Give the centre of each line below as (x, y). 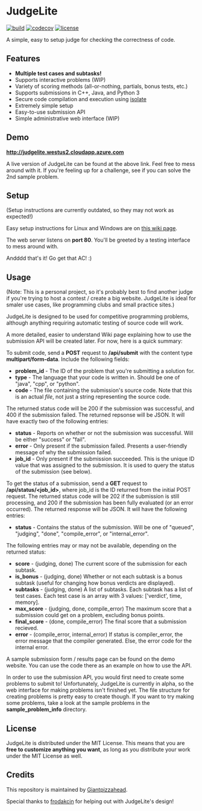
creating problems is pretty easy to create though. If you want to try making (100, 697)
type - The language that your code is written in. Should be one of (97, 377)
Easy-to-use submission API (50, 112)
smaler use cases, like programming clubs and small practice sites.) (90, 305)
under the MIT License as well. (44, 756)
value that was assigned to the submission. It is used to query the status (105, 465)
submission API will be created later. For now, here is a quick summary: (94, 341)
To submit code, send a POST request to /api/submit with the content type (99, 353)
